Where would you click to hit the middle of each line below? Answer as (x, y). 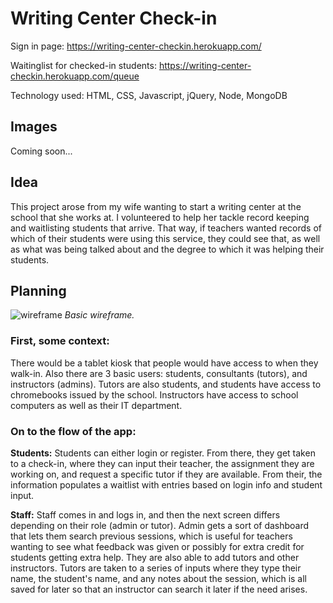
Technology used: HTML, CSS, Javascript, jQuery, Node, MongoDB (149, 95)
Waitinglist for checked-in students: (83, 65)
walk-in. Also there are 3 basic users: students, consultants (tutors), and (159, 373)
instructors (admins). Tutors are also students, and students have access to (166, 384)
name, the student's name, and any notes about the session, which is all (158, 578)
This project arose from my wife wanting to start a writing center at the (156, 206)
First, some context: (60, 341)
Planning (38, 290)
